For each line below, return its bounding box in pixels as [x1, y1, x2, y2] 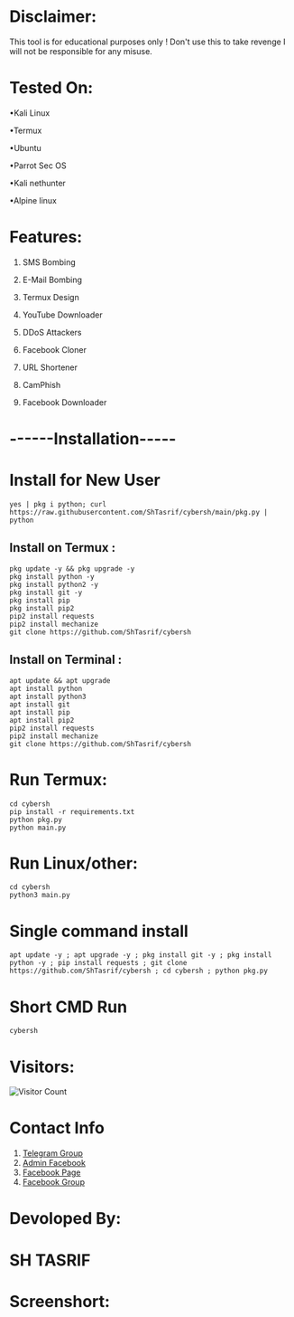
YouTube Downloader [22, 309, 103, 320]
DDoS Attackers [22, 327, 82, 337]
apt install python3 [9, 692, 87, 701]
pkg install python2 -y [9, 580, 99, 589]
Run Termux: [9, 769, 108, 790]
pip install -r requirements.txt [9, 807, 135, 816]
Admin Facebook [22, 1158, 86, 1169]
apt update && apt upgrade [9, 676, 111, 685]
